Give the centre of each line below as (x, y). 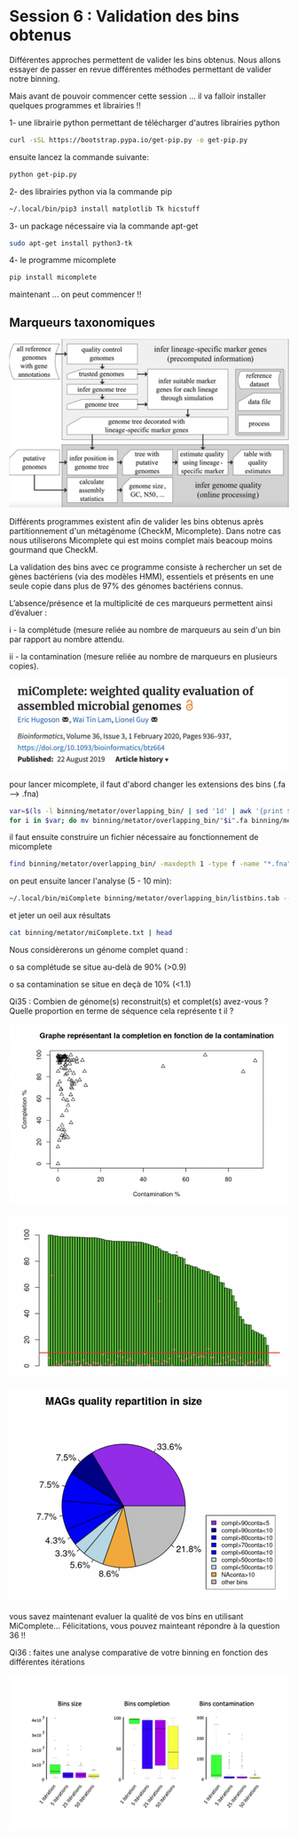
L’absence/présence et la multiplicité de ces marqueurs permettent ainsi (141, 603)
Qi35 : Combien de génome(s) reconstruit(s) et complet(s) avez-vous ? (139, 1002)
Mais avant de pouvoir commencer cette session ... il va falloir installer (137, 96)
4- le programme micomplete (63, 260)
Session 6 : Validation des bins (124, 16)
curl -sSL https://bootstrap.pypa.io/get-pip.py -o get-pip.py (129, 140)
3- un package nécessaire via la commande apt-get (104, 226)
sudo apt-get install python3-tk (71, 243)
